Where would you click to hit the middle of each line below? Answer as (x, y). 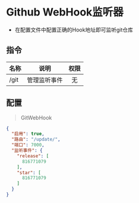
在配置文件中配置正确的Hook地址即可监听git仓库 (74, 30)
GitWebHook (36, 118)
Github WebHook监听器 (65, 12)
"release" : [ (33, 156)
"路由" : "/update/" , (36, 139)
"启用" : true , (28, 134)
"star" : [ (29, 173)
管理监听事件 (45, 80)
